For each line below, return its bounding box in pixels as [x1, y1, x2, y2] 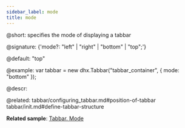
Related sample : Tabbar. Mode [6, 115, 84, 122]
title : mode [6, 15, 36, 21]
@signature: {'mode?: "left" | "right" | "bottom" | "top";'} [6, 43, 147, 50]
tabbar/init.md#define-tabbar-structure [6, 103, 104, 110]
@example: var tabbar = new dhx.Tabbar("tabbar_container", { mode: [6, 66, 180, 73]
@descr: [6, 84, 27, 92]
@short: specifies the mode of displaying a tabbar [6, 31, 132, 38]
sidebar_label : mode [6, 8, 59, 15]
